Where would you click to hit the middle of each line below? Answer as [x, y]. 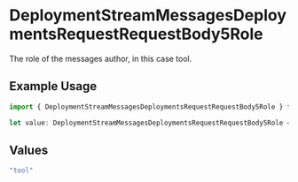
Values [29, 150]
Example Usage [53, 86]
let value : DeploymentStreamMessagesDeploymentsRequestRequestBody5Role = [150, 123]
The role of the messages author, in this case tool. [101, 58]
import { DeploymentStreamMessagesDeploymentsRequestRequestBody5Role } [146, 107]
